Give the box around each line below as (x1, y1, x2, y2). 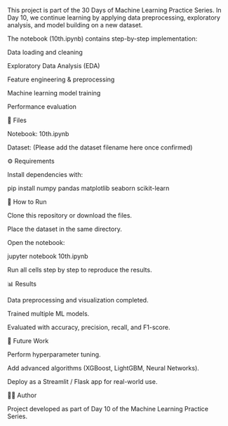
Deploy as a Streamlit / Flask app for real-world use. (7, 378, 158, 385)
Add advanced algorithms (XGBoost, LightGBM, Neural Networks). (7, 364, 200, 372)
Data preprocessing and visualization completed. (7, 296, 149, 304)
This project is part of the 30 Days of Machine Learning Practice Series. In (7, 6, 222, 14)
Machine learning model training (7, 89, 101, 97)
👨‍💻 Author (7, 391, 37, 399)
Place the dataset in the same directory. (7, 225, 123, 233)
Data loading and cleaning (7, 48, 83, 56)
